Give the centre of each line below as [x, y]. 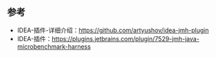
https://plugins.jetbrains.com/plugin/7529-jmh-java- [125, 38]
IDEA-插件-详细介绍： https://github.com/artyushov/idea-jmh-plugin [113, 30]
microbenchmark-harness [54, 46]
